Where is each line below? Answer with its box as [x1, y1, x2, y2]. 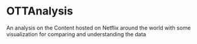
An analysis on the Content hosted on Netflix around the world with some [6, 24, 191, 31]
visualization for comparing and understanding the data [6, 30, 146, 37]
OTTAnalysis [6, 4, 73, 18]
